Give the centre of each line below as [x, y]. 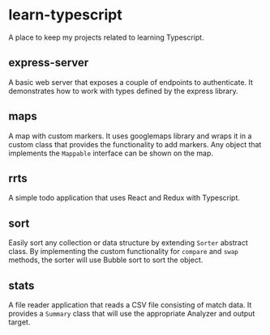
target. [19, 322]
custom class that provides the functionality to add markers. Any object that [135, 144]
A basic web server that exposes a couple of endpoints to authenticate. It [131, 82]
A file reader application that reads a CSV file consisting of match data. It [130, 305]
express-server [49, 63]
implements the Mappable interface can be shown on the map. [111, 153]
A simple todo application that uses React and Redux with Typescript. [124, 198]
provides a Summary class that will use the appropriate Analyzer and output [132, 314]
